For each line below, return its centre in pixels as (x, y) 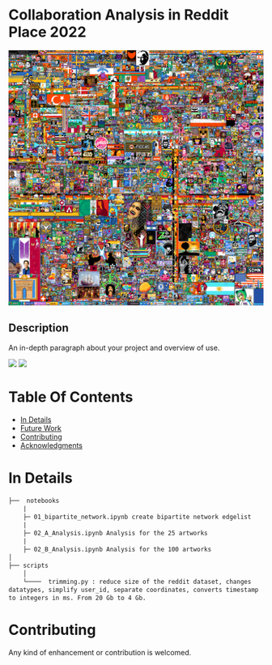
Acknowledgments (51, 445)
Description (38, 328)
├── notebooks (34, 501)
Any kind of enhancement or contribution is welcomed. (100, 652)
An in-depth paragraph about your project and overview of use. (114, 347)
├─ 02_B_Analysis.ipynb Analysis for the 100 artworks (117, 549)
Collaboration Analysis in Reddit (119, 15)
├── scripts (28, 565)
